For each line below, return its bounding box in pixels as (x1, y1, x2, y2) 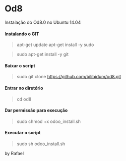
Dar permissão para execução (4, 107, 68, 113)
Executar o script (4, 130, 41, 136)
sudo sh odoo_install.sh (16, 141, 65, 147)
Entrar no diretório (4, 85, 43, 91)
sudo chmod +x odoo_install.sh (16, 118, 81, 124)
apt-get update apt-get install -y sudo (16, 42, 94, 48)
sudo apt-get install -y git (16, 52, 69, 57)
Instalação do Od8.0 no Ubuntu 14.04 (4, 19, 81, 25)
